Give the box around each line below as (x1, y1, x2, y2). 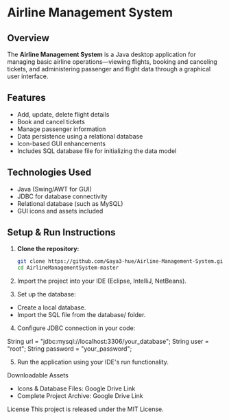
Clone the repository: (16, 245, 80, 253)
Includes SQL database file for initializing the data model (16, 146, 177, 155)
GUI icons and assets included (16, 207, 104, 215)
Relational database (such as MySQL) (16, 199, 123, 207)
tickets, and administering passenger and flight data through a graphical (7, 65, 211, 73)
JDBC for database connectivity (16, 192, 108, 200)
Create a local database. (16, 303, 86, 312)
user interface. (7, 72, 49, 80)
